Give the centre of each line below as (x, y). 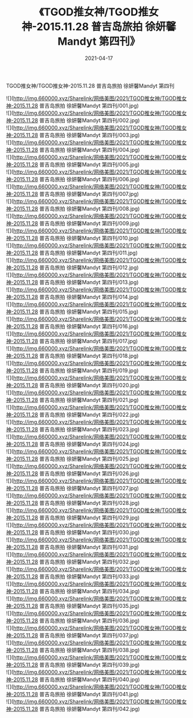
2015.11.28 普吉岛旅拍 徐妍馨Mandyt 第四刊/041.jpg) (76, 694)
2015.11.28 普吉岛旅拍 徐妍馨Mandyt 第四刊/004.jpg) (76, 149)
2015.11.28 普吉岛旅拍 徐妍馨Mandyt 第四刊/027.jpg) (76, 488)
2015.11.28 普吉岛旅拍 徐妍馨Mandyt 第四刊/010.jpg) (76, 238)
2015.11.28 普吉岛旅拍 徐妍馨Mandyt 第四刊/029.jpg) (76, 517)
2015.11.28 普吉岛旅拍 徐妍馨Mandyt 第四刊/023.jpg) (76, 429)
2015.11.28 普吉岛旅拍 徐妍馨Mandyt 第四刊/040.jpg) (76, 679)
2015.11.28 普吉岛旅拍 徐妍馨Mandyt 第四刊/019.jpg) (76, 370)
